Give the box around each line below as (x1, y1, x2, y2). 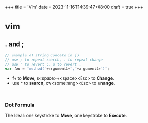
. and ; (5, 40, 24, 48)
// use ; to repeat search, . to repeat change (5, 57, 103, 62)
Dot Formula (5, 101, 35, 108)
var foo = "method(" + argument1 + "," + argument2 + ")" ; (5, 66, 110, 71)
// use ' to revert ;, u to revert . (5, 62, 82, 67)
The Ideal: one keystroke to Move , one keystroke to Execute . (5, 112, 127, 118)
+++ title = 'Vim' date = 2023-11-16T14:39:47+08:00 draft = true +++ (5, 4, 143, 10)
